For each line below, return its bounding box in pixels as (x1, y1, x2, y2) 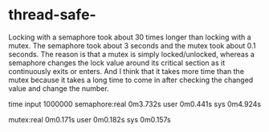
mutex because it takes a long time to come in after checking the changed (8, 75, 254, 85)
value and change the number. (8, 83, 110, 93)
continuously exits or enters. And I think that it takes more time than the (8, 66, 245, 76)
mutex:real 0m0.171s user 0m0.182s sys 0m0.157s (8, 114, 171, 124)
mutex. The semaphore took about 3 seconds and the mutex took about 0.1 (8, 40, 256, 50)
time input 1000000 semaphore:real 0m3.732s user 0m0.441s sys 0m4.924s (8, 99, 262, 109)
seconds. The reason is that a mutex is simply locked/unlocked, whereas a (8, 49, 255, 59)
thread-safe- (8, 6, 96, 24)
